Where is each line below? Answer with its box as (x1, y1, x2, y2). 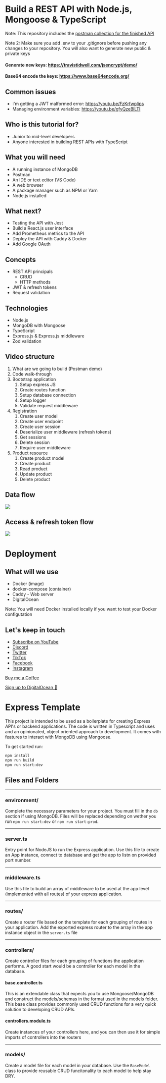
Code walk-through (12, 371, 52, 377)
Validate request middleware (19, 402, 78, 408)
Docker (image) (12, 581, 44, 587)
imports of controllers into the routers (5, 1034, 82, 1040)
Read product (19, 466, 48, 472)
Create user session (19, 424, 61, 430)
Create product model (19, 455, 65, 461)
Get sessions (19, 434, 46, 440)
